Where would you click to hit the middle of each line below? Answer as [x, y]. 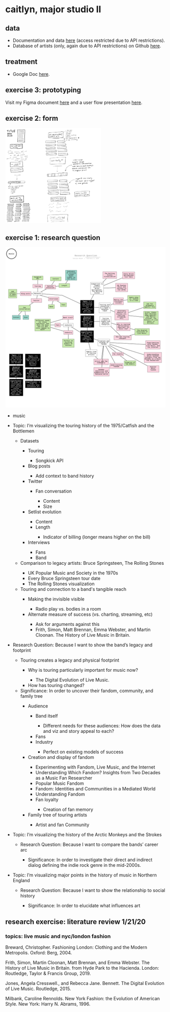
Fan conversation [54, 491]
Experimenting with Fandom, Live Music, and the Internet [95, 767]
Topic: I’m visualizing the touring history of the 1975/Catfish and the [83, 426]
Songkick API [49, 461]
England [21, 881]
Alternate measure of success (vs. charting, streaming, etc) [90, 614]
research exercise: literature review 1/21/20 [76, 922]
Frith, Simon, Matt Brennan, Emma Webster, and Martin [93, 630]
